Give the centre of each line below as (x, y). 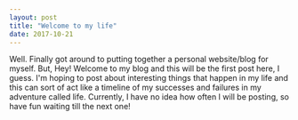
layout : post (33, 17)
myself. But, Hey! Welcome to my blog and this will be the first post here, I (145, 68)
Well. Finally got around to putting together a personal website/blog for (139, 60)
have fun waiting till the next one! (70, 107)
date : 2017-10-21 (41, 34)
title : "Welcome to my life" (63, 26)
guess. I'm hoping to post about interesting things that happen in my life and (149, 78)
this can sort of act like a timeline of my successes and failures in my (136, 88)
